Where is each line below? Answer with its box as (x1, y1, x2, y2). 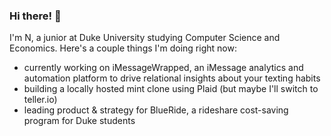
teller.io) (23, 94, 58, 106)
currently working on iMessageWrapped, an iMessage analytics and (23, 62, 304, 74)
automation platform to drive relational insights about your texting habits (23, 72, 321, 84)
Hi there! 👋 (9, 9, 62, 23)
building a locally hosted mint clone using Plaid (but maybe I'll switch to (23, 83, 319, 95)
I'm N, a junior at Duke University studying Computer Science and (9, 32, 281, 44)
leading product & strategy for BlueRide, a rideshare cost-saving (23, 104, 289, 116)
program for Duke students (23, 115, 136, 127)
